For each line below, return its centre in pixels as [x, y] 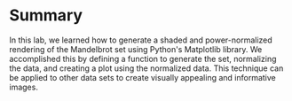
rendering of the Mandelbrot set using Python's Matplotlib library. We [136, 49]
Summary [46, 16]
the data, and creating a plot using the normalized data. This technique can [146, 68]
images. [24, 87]
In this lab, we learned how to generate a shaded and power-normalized [141, 40]
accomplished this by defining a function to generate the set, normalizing [143, 58]
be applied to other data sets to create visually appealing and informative [143, 77]
